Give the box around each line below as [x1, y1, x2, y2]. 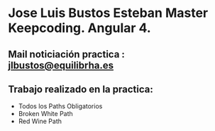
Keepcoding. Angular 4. [8, 20, 151, 36]
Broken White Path [18, 110, 73, 118]
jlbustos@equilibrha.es [8, 59, 114, 72]
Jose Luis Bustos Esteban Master [8, 5, 209, 21]
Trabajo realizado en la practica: [8, 83, 153, 95]
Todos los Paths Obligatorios [18, 102, 103, 110]
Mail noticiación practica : [8, 48, 125, 60]
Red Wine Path [18, 117, 62, 125]
